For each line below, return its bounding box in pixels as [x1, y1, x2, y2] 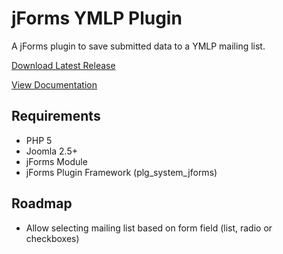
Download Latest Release [11, 59, 116, 71]
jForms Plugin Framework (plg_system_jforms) [25, 166, 218, 178]
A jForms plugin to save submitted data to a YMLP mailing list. [11, 40, 266, 52]
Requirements [11, 108, 101, 125]
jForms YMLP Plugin [11, 7, 183, 30]
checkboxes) [25, 232, 80, 244]
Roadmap [11, 195, 73, 212]
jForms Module [25, 155, 88, 167]
